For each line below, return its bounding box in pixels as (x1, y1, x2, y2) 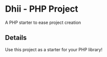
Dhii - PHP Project (5, 3, 79, 15)
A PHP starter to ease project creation (5, 19, 81, 25)
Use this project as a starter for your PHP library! (5, 46, 103, 52)
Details (5, 34, 27, 42)
